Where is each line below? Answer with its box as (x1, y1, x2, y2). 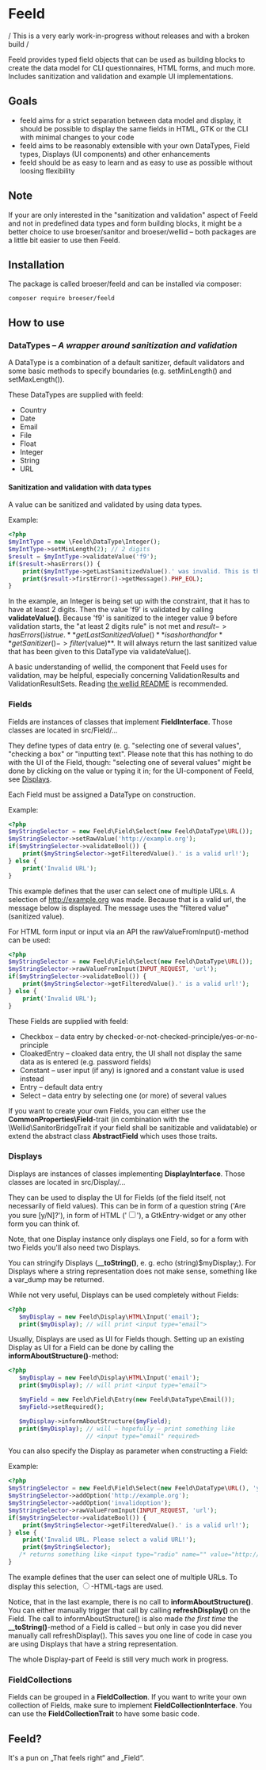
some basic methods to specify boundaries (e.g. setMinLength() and (8, 366, 232, 376)
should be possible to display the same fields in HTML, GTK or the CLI (19, 124, 249, 133)
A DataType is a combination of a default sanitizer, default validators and (8, 358, 245, 367)
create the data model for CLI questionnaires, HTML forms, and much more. (8, 63, 256, 72)
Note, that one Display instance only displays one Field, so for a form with (8, 1234, 249, 1243)
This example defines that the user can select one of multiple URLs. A (8, 886, 236, 896)
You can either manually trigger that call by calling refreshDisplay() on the (8, 1605, 251, 1615)
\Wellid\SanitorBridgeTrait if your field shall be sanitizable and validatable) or (8, 1122, 257, 1132)
